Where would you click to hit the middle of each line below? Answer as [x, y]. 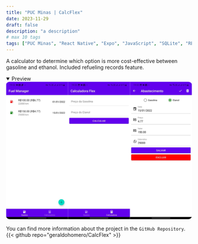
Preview [21, 79]
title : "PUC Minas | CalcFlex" [44, 12]
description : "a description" [43, 31]
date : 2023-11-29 [27, 19]
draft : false [22, 25]
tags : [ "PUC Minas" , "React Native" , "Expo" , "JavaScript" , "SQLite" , [95, 44]
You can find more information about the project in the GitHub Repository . [96, 228]
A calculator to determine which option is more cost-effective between [92, 61]
